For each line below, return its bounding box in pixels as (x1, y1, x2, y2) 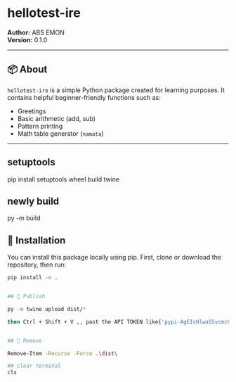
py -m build (7, 214, 41, 222)
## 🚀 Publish (7, 293, 46, 300)
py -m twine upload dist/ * (7, 305, 86, 312)
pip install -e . (7, 274, 58, 281)
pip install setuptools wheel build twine (7, 174, 120, 184)
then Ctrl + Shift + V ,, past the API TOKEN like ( (7, 318, 162, 325)
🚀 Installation (7, 234, 66, 246)
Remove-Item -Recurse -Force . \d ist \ (7, 350, 118, 357)
